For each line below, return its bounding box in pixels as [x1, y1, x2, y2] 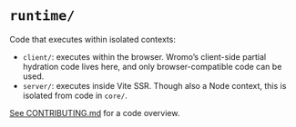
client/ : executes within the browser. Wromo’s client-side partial [22, 51, 267, 62]
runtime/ [9, 7, 76, 24]
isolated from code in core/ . [22, 90, 128, 101]
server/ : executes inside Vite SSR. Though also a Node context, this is [22, 80, 287, 91]
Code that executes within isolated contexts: [9, 34, 176, 44]
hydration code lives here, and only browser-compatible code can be [22, 61, 282, 72]
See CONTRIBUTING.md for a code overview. [9, 107, 180, 118]
